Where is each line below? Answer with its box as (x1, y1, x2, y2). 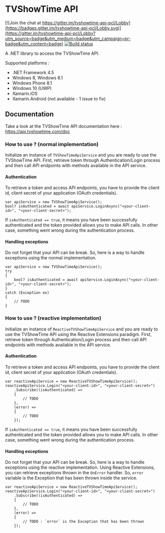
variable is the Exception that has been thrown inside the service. (5, 475, 138, 481)
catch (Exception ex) (5, 290, 50, 295)
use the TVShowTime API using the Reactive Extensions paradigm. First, (5, 331, 152, 337)
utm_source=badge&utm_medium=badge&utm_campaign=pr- (5, 36, 131, 41)
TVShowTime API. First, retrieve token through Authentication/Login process (5, 157, 161, 164)
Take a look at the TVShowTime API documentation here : (5, 123, 122, 129)
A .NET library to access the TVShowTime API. (5, 50, 99, 56)
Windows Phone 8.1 (12, 80, 52, 86)
